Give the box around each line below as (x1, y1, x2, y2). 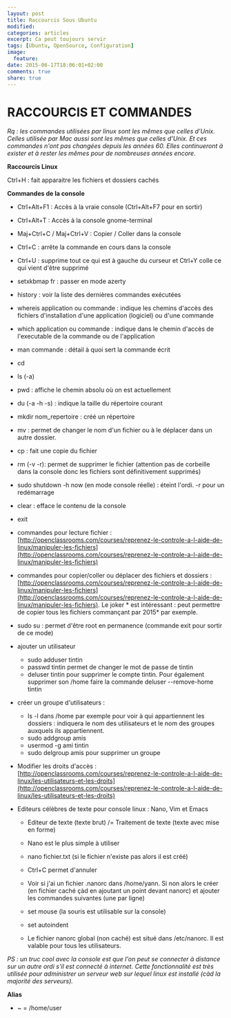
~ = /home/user (17, 1004, 62, 1012)
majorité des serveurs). (7, 977, 74, 985)
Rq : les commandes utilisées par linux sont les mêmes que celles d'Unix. (7, 127, 215, 136)
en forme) (27, 826, 56, 834)
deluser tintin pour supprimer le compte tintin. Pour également (27, 671, 205, 679)
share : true (7, 74, 41, 82)
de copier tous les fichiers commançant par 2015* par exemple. (17, 608, 198, 617)
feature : (13, 55, 39, 62)
